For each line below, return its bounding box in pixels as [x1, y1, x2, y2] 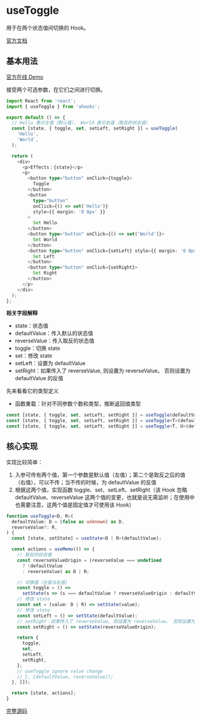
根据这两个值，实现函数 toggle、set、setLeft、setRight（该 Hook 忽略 [14, 486, 187, 493]
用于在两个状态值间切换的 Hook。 [6, 24, 89, 31]
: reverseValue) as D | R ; [22, 568, 90, 574]
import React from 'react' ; [6, 98, 77, 104]
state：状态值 [14, 322, 49, 330]
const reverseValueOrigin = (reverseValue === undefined [17, 557, 162, 564]
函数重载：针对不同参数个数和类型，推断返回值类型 [14, 400, 141, 408]
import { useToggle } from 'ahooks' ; [6, 103, 100, 110]
